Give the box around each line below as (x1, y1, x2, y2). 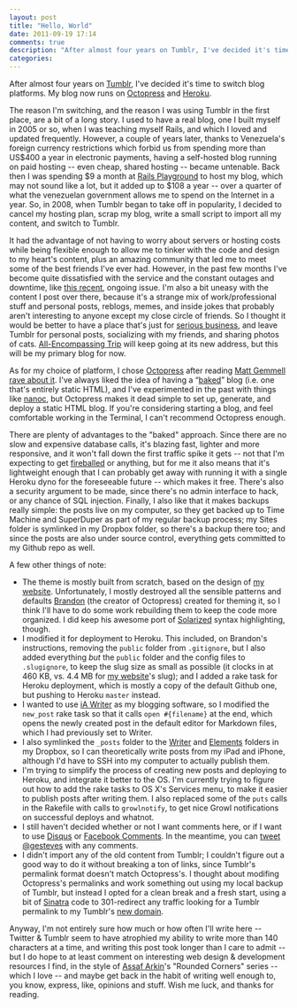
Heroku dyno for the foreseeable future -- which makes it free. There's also (9, 477, 285, 487)
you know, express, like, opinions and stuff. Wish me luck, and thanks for (9, 980, 274, 990)
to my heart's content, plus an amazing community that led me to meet (9, 254, 267, 264)
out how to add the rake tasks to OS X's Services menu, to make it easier (21, 784, 288, 794)
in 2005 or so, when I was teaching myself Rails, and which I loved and (9, 124, 268, 134)
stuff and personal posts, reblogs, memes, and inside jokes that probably (9, 301, 275, 311)
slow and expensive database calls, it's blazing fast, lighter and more (9, 439, 261, 449)
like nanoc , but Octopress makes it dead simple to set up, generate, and (9, 393, 271, 404)
